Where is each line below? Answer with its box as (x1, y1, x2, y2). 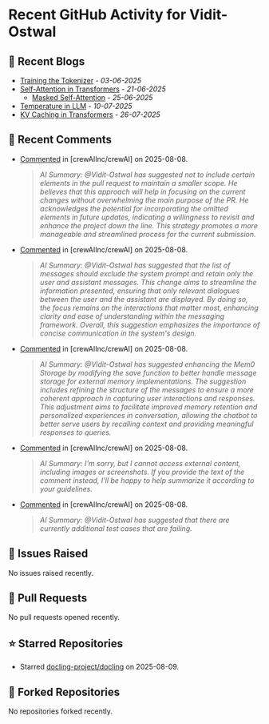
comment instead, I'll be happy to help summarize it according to (39, 475, 255, 485)
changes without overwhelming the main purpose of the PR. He (39, 195, 249, 205)
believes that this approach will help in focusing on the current (39, 187, 246, 196)
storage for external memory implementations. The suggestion (39, 376, 247, 386)
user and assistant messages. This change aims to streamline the (39, 277, 257, 287)
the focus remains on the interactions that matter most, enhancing (39, 303, 259, 312)
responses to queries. (39, 427, 112, 437)
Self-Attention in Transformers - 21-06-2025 (19, 84, 166, 94)
